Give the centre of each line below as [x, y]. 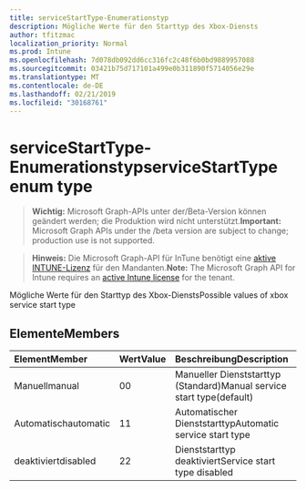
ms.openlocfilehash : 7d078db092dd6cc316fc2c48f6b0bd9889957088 [132, 60]
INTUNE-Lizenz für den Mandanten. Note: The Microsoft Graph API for [163, 268]
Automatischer [206, 413]
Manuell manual [47, 386]
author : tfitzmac [42, 35]
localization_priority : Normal [69, 43]
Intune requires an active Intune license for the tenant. [133, 278]
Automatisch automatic [62, 424]
